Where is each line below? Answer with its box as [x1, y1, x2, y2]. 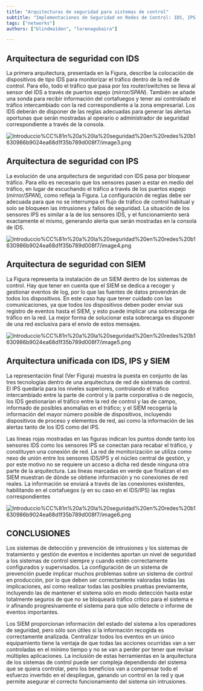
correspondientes [6, 493, 51, 500]
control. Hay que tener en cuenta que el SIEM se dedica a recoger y [6, 281, 175, 289]
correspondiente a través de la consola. [6, 121, 105, 128]
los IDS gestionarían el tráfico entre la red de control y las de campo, [6, 397, 177, 405]
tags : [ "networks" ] [6, 20, 56, 26]
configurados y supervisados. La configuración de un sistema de [6, 564, 168, 571]
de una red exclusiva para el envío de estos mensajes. [6, 320, 141, 327]
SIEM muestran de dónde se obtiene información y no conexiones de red [6, 474, 188, 481]
